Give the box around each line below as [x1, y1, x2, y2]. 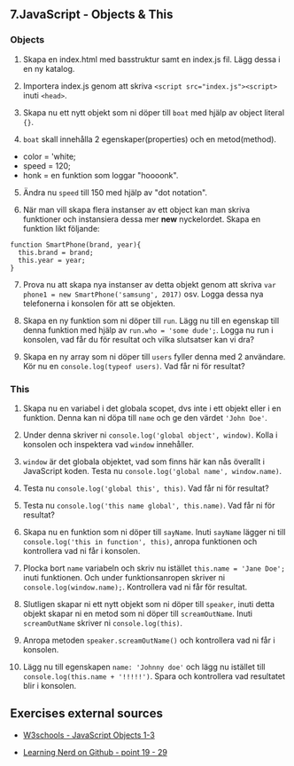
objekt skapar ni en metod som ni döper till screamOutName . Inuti [22, 608, 253, 619]
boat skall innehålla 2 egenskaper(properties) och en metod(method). [22, 133, 277, 145]
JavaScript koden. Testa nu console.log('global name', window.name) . [22, 465, 282, 476]
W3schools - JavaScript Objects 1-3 [22, 730, 156, 740]
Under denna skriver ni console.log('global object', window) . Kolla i [22, 430, 278, 440]
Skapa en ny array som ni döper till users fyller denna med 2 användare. [22, 351, 286, 362]
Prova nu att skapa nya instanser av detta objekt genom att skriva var [22, 279, 277, 289]
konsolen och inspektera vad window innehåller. [22, 438, 194, 449]
